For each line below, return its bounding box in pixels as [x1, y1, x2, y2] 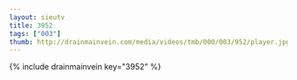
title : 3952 [9, 21, 53, 30]
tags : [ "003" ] [9, 29, 62, 38]
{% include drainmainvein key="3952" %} [9, 62, 162, 72]
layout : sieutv [9, 12, 65, 22]
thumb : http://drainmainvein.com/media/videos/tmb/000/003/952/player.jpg [9, 37, 291, 47]
